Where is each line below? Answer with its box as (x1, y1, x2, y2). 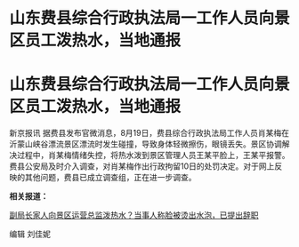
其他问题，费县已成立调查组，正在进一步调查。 (24, 172, 197, 183)
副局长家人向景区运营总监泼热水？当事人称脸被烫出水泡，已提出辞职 (9, 210, 259, 220)
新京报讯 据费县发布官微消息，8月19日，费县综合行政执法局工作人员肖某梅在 (9, 128, 289, 139)
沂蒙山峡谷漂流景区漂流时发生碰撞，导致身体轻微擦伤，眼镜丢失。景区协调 (9, 139, 282, 149)
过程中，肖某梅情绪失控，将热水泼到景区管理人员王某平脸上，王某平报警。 (16, 150, 290, 161)
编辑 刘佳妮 (9, 228, 51, 240)
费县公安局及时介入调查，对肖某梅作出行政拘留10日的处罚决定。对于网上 (9, 161, 275, 171)
